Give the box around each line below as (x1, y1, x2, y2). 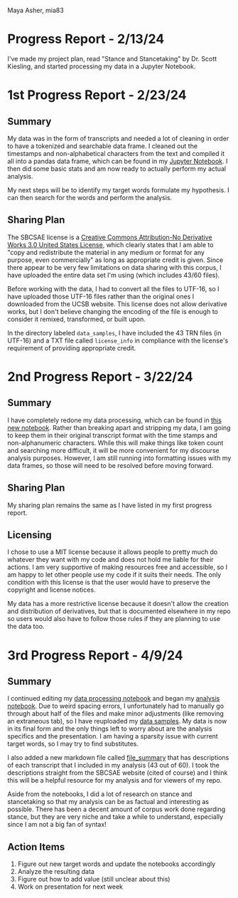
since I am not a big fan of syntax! (7, 820, 107, 829)
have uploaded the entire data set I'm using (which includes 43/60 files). (7, 271, 220, 279)
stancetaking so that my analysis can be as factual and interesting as (7, 798, 210, 806)
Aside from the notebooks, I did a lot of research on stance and (7, 790, 193, 798)
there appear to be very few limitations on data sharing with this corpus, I (7, 263, 222, 271)
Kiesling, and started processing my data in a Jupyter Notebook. (7, 62, 196, 71)
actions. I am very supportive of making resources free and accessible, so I (7, 563, 228, 572)
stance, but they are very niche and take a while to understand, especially (7, 813, 224, 821)
